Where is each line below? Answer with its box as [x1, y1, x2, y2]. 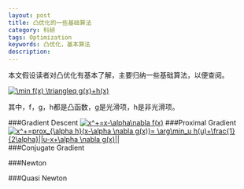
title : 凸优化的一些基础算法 [8, 19, 92, 27]
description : [8, 48, 51, 56]
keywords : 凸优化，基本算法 [8, 41, 91, 49]
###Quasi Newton [8, 173, 68, 183]
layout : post [8, 11, 51, 20]
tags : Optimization [8, 33, 72, 42]
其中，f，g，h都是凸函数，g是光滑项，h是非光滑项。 [8, 103, 179, 111]
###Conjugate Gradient [8, 143, 85, 152]
